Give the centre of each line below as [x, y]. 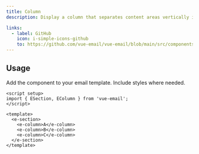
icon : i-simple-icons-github [53, 39]
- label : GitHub [31, 33]
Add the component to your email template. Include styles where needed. [96, 82]
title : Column [24, 12]
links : [14, 28]
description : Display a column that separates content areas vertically [98, 17]
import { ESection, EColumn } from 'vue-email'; [67, 98]
